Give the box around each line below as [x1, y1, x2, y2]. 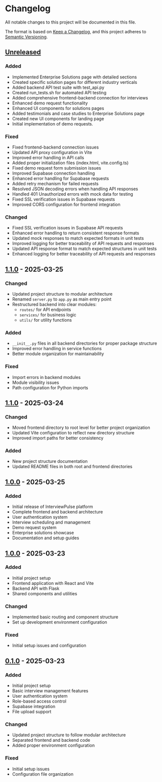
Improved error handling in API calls [12, 154, 84, 160]
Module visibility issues [12, 379, 60, 385]
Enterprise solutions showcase [12, 530, 74, 536]
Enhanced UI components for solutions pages [12, 105, 104, 111]
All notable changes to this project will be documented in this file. [5, 19, 137, 25]
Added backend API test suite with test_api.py [12, 84, 105, 90]
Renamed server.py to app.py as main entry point [12, 296, 112, 302]
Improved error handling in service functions [12, 346, 102, 352]
